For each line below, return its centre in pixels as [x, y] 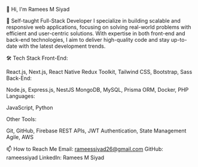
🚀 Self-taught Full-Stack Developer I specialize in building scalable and [93, 21]
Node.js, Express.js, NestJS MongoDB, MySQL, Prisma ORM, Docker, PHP [98, 90]
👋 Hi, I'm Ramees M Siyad [38, 9]
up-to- [179, 40]
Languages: [21, 96]
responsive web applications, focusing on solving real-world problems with [99, 27]
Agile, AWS [20, 137]
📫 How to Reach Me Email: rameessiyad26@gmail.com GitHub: [85, 149]
